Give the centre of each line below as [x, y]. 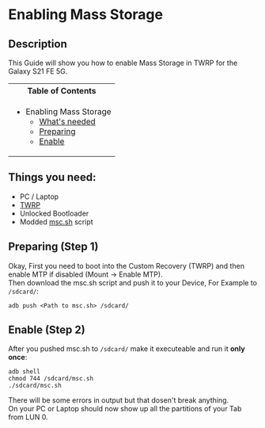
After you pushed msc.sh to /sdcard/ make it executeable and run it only [127, 349]
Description [38, 44]
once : [18, 357]
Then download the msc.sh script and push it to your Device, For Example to [132, 282]
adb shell [25, 372]
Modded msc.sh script [56, 222]
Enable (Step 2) [47, 330]
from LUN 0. [28, 417]
